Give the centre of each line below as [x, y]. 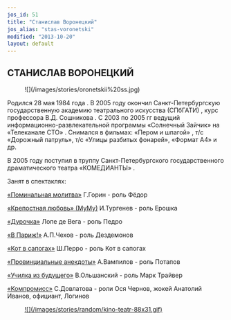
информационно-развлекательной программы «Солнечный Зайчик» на [113, 125]
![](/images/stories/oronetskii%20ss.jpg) [82, 89]
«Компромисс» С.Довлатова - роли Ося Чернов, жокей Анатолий [105, 288]
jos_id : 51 [23, 15]
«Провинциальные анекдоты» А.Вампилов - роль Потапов [94, 261]
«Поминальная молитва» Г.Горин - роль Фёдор [77, 195]
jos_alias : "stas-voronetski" [51, 29]
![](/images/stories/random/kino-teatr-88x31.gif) [93, 309]
